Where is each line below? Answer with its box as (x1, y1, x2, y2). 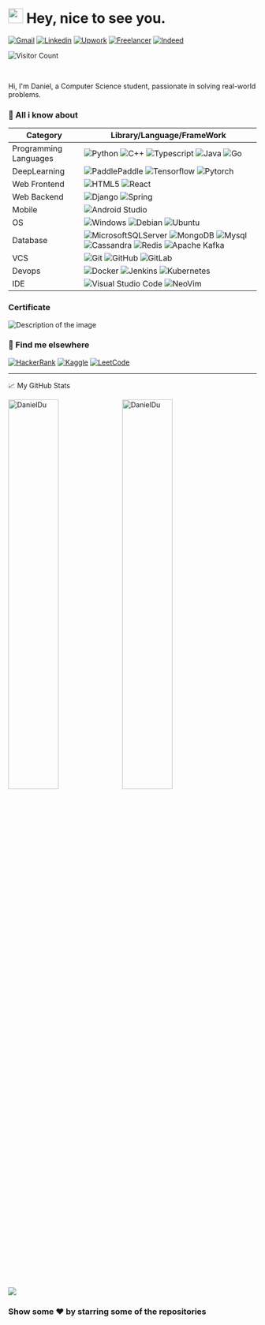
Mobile (12, 204, 38, 215)
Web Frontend (12, 178, 65, 189)
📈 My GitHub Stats (8, 380, 71, 390)
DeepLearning (12, 166, 65, 177)
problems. (8, 89, 41, 99)
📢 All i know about (8, 109, 79, 120)
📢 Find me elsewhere (8, 339, 90, 350)
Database (12, 235, 48, 246)
